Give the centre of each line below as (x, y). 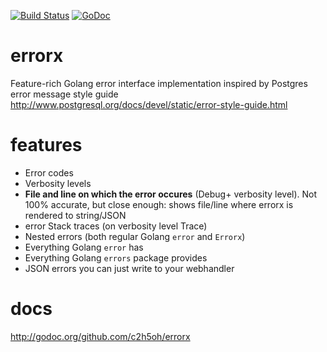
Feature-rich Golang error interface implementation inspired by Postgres (159, 83)
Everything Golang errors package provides (116, 257)
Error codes (49, 172)
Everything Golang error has (84, 247)
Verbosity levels (58, 183)
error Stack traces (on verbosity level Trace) (116, 226)
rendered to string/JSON (75, 215)
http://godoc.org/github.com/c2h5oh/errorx (100, 336)
